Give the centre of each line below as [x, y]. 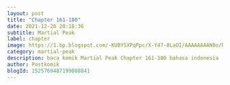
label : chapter [29, 39]
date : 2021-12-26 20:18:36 [46, 26]
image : [16, 45]
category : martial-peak [41, 52]
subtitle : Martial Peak [41, 33]
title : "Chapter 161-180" [44, 20]
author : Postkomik [33, 64]
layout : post [26, 13]
